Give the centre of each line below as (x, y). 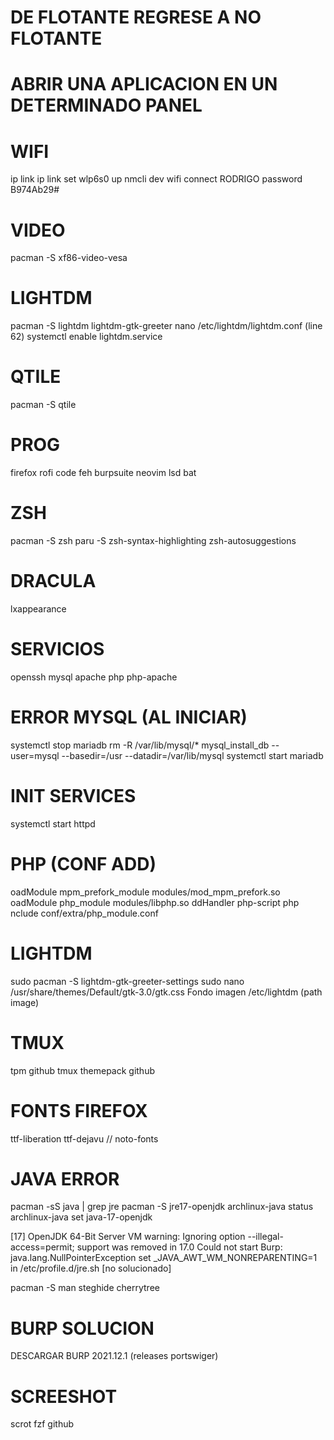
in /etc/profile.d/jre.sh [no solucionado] (91, 1268)
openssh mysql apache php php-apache (94, 677)
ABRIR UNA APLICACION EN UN (144, 84)
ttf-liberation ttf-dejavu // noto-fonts (84, 1138)
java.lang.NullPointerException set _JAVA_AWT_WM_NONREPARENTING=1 (164, 1258)
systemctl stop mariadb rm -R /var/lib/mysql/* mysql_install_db (140, 745)
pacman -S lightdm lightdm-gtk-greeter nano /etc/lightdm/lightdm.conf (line (166, 326)
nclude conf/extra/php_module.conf (84, 913)
